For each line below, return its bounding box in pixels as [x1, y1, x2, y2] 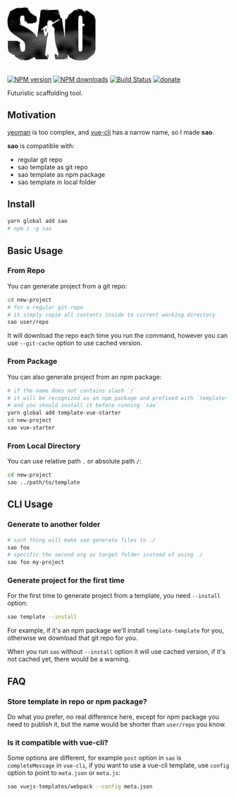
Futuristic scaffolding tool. [7, 88, 83, 97]
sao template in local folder [17, 178, 97, 186]
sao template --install [7, 614, 77, 621]
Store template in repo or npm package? [7, 696, 148, 706]
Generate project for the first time [7, 576, 125, 585]
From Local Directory [7, 441, 81, 451]
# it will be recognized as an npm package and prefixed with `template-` [7, 394, 232, 401]
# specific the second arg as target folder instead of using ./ [7, 552, 203, 559]
